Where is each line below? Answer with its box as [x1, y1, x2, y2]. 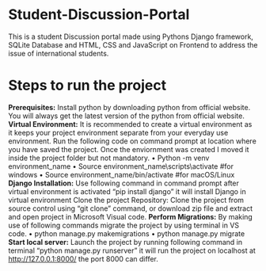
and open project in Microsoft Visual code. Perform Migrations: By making [8, 212, 253, 221]
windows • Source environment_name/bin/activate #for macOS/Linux [8, 170, 235, 179]
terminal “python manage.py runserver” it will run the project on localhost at [8, 246, 256, 255]
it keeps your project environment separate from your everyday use [8, 128, 229, 137]
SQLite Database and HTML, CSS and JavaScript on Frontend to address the [8, 40, 258, 49]
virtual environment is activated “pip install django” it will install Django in [8, 186, 247, 196]
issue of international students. [8, 48, 109, 58]
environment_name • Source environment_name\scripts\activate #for [8, 161, 234, 171]
